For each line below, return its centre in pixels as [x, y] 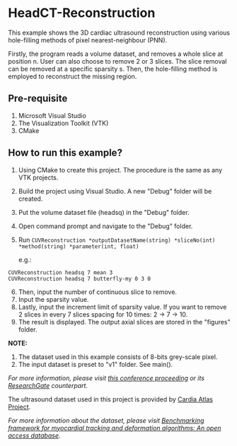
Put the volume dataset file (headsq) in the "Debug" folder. [104, 212]
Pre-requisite [38, 99]
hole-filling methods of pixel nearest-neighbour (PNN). [88, 40]
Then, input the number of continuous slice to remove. [98, 292]
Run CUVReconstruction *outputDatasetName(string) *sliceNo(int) [117, 240]
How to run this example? [65, 153]
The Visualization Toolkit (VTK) [63, 123]
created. [30, 199]
